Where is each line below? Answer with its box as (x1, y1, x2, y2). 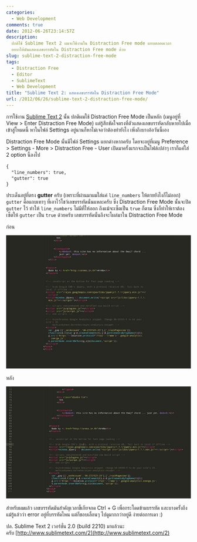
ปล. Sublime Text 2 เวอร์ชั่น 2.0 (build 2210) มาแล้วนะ (6, 523, 125, 530)
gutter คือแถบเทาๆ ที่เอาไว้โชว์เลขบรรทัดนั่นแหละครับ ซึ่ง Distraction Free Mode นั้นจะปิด (6, 198, 191, 205)
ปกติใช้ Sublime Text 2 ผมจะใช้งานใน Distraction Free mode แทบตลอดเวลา (11, 41, 172, 46)
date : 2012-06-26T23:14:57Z (6, 28, 75, 34)
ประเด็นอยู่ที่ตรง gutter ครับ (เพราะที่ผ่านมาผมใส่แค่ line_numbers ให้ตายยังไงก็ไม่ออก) (6, 191, 181, 198)
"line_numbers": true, (11, 169, 67, 176)
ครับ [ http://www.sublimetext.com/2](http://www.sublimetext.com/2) (6, 529, 170, 537)
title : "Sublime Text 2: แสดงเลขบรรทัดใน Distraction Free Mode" (6, 90, 159, 96)
